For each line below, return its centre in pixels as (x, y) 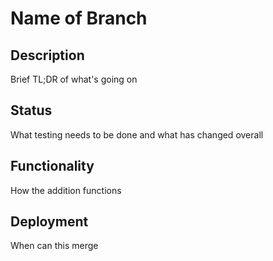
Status (31, 110)
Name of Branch (79, 18)
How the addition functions (66, 190)
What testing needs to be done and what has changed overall (137, 134)
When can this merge (54, 246)
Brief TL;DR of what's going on (74, 79)
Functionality (52, 166)
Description (47, 55)
